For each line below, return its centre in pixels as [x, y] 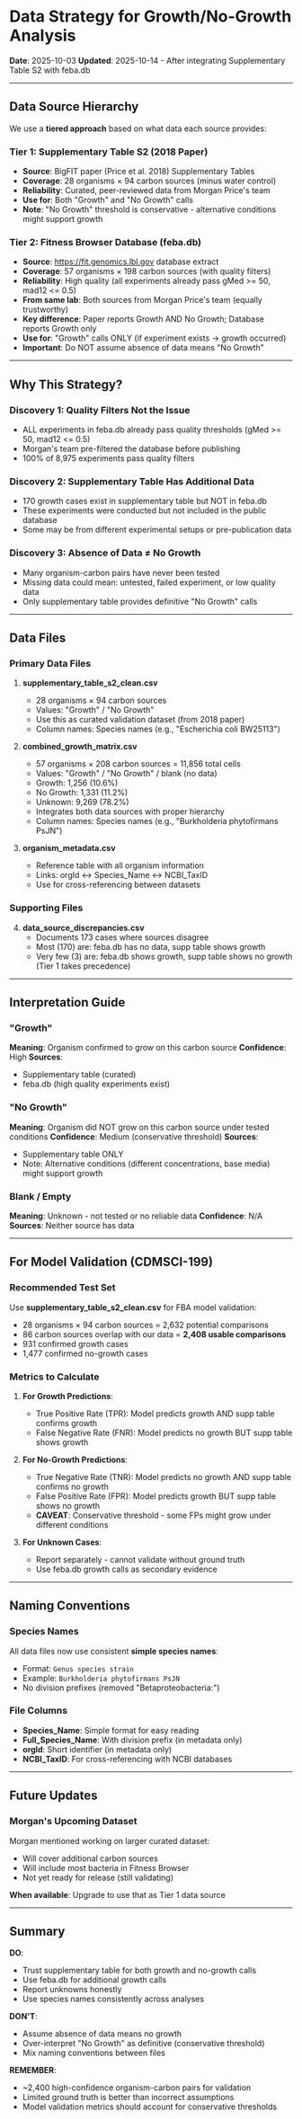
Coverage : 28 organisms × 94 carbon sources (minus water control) [149, 181]
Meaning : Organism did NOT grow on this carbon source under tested [139, 1127]
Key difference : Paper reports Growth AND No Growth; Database [143, 319]
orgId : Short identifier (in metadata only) [97, 1749]
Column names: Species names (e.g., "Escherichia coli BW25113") [158, 729]
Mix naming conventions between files [94, 2053]
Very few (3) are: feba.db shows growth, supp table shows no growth [164, 956]
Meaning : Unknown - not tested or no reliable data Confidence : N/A [136, 1216]
